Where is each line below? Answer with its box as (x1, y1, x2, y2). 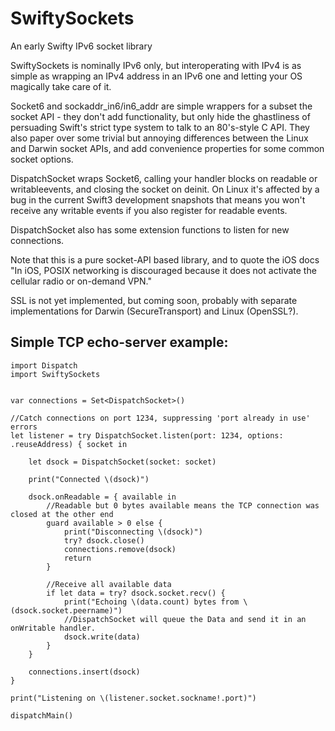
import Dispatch (10, 360, 78, 371)
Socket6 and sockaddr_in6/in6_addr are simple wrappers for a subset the (10, 100, 313, 112)
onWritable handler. (10, 623, 97, 633)
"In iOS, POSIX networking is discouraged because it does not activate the (10, 264, 317, 276)
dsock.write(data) (63, 632, 141, 642)
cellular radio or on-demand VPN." (10, 275, 153, 287)
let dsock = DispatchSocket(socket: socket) (28, 457, 217, 467)
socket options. (10, 153, 74, 165)
